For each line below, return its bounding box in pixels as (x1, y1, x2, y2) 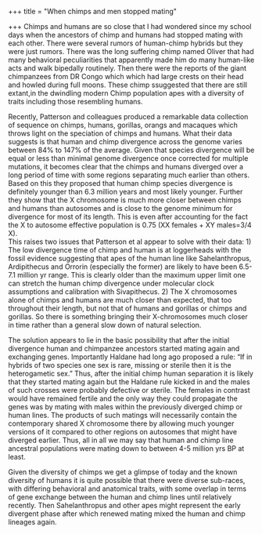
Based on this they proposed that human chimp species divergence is (8, 179, 233, 187)
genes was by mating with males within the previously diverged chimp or (8, 402, 243, 411)
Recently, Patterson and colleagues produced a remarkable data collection (8, 112, 249, 121)
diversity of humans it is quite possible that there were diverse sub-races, (8, 476, 246, 485)
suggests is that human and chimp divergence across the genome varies (8, 137, 242, 146)
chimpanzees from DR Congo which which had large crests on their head (8, 72, 244, 81)
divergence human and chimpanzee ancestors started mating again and (8, 344, 240, 353)
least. (8, 452, 26, 461)
